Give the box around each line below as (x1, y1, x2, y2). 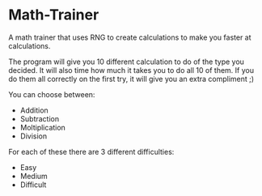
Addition (19, 105, 49, 115)
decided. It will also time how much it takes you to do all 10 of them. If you (8, 65, 255, 75)
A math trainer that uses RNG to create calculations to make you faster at (8, 32, 252, 42)
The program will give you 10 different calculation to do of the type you (8, 57, 245, 66)
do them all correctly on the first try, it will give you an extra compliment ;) (8, 74, 255, 83)
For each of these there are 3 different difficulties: (8, 147, 175, 156)
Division (19, 131, 47, 141)
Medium (19, 171, 49, 181)
